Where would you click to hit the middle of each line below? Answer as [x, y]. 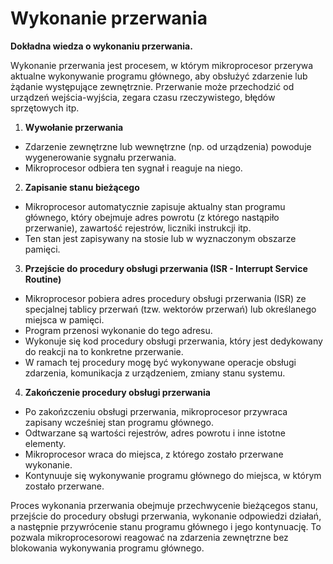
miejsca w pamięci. [64, 319]
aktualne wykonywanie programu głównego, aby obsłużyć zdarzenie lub [159, 76]
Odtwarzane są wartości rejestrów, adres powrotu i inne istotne [155, 433]
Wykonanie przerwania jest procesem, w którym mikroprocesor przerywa [162, 65]
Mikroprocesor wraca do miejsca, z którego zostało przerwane [154, 454]
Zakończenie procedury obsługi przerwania [117, 392]
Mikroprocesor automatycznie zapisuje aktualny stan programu [155, 206]
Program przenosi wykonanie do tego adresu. [118, 330]
